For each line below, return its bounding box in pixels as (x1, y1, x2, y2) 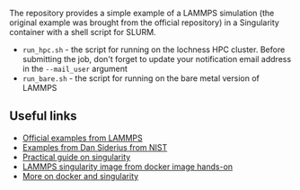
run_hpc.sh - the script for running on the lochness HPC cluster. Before (22, 44, 286, 55)
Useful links (9, 108, 78, 124)
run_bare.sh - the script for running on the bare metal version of (22, 73, 260, 84)
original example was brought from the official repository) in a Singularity (9, 17, 280, 28)
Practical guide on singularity (22, 151, 131, 162)
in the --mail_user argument (22, 63, 128, 74)
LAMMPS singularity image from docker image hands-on (22, 161, 234, 172)
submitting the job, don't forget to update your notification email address (22, 54, 292, 64)
